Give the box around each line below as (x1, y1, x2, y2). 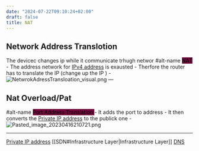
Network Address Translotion (6, 41, 117, 51)
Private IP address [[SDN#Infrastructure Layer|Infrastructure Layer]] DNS (6, 138, 185, 145)
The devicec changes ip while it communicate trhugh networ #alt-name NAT (6, 57, 192, 64)
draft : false (6, 14, 38, 20)
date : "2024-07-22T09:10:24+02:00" (6, 8, 94, 15)
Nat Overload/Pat (6, 93, 72, 103)
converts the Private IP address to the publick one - (6, 115, 132, 122)
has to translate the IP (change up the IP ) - (6, 70, 111, 77)
